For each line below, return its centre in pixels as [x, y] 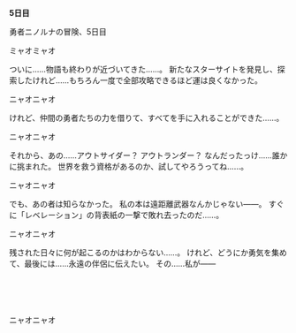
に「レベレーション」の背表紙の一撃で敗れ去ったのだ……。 [116, 215]
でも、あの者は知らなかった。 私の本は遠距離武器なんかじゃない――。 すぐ [147, 204]
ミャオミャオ [32, 50]
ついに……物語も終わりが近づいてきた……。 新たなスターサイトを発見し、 [144, 69]
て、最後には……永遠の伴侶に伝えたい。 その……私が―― [113, 264]
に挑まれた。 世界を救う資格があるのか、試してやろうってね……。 [129, 166]
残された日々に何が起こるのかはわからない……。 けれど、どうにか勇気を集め [148, 253]
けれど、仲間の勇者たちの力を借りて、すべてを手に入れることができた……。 [147, 118]
